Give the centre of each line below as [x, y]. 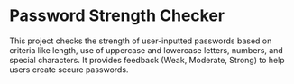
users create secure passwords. [69, 70]
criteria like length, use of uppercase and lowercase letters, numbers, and [147, 50]
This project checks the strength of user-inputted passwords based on [141, 41]
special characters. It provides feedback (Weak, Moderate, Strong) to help [147, 60]
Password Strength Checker [117, 16]
